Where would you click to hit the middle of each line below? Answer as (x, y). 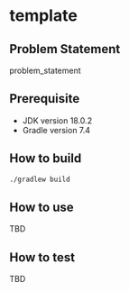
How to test (42, 257)
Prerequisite (45, 99)
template (44, 16)
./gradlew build (40, 179)
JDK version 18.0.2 (57, 120)
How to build (46, 159)
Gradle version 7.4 (56, 130)
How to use (41, 207)
